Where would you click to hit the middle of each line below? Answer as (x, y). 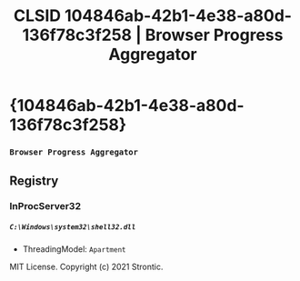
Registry (34, 181)
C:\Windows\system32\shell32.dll (73, 227)
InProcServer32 (45, 206)
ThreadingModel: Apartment (74, 249)
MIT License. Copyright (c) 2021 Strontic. (86, 267)
